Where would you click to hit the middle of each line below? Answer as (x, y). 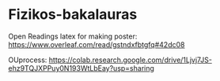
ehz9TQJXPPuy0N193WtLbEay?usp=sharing (81, 68)
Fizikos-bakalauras (73, 15)
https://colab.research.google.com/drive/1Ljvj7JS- (130, 60)
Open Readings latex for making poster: (73, 36)
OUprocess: (28, 60)
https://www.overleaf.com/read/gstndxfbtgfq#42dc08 (97, 44)
